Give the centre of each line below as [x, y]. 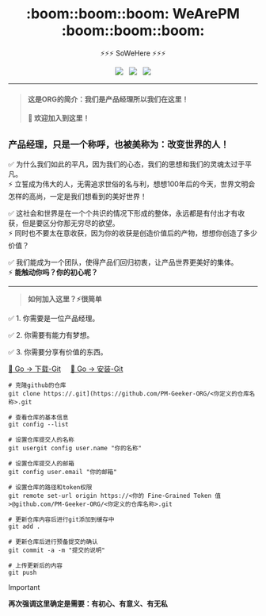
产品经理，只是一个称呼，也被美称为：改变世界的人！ [119, 145]
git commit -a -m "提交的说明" [57, 550]
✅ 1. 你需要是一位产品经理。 [54, 318]
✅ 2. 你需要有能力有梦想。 [51, 335]
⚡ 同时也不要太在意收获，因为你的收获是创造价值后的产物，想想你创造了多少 [133, 233]
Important [24, 587]
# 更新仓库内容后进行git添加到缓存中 [61, 519]
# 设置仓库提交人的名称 [42, 440]
